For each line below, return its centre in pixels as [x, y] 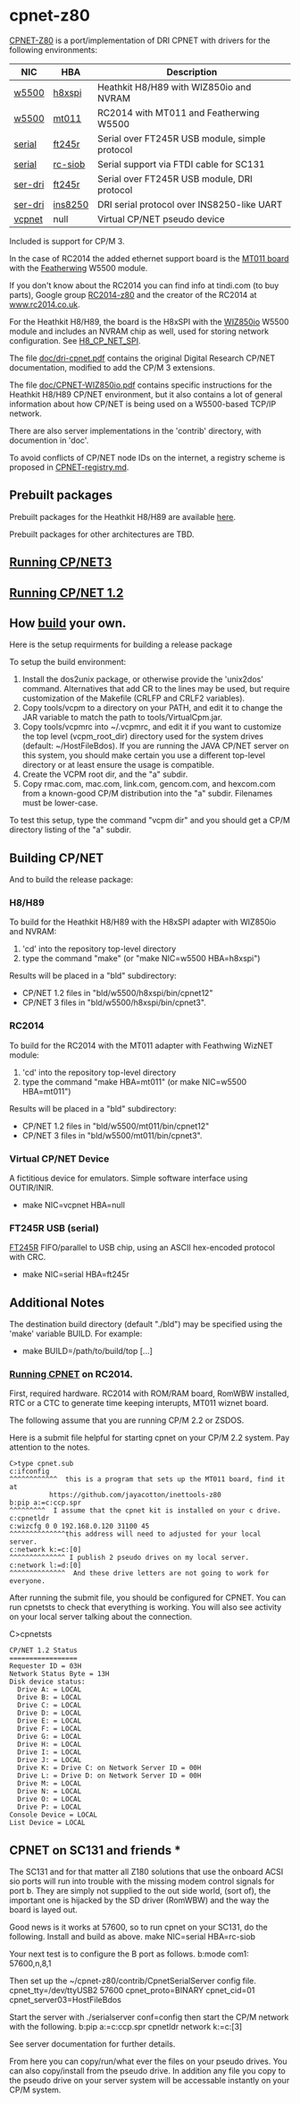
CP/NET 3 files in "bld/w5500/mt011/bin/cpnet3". [112, 1135]
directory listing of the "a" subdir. [71, 830]
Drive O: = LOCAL [50, 1800]
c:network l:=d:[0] [46, 1566]
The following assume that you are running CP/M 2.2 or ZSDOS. [127, 1420]
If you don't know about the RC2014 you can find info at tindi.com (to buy [144, 285]
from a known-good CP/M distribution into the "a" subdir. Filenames [147, 794]
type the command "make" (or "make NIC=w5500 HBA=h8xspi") [141, 958]
